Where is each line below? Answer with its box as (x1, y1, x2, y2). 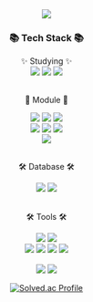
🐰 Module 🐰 (25, 95, 68, 106)
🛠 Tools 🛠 (26, 212, 67, 223)
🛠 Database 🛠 (18, 161, 75, 172)
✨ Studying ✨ (20, 56, 73, 67)
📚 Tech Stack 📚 (8, 31, 85, 44)
